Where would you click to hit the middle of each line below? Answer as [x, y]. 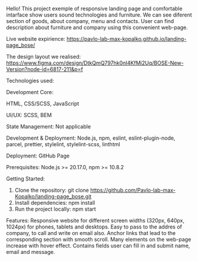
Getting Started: [26, 179]
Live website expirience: [36, 39]
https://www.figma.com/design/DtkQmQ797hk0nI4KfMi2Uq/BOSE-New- [95, 63]
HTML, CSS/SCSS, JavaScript [43, 104]
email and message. [31, 252]
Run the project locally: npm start [55, 209]
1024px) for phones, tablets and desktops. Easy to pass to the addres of [94, 227]
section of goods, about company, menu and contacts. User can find [90, 21]
